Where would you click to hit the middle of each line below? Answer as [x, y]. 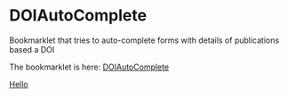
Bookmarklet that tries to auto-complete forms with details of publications [144, 40]
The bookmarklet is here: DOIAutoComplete [89, 67]
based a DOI [32, 49]
